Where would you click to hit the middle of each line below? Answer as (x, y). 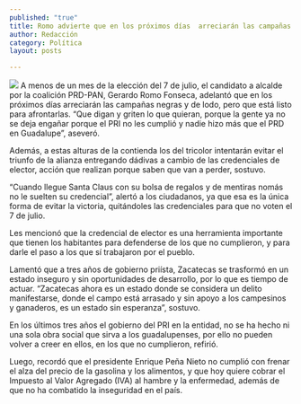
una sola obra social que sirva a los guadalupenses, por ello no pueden (141, 335)
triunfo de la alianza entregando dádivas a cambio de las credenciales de (145, 160)
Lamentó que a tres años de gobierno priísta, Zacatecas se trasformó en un (149, 269)
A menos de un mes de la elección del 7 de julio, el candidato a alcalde (151, 85)
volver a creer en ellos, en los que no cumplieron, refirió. (114, 344)
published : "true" (44, 18)
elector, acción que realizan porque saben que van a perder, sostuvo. (138, 170)
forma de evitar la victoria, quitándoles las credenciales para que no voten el (151, 206)
